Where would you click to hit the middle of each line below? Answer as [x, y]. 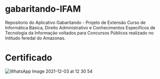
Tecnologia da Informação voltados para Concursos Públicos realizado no [79, 33]
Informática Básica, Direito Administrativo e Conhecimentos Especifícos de [80, 27]
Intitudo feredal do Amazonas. [35, 38]
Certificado [29, 58]
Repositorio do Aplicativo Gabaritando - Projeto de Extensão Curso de [75, 22]
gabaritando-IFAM [43, 9]
